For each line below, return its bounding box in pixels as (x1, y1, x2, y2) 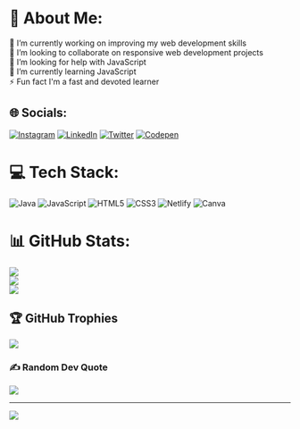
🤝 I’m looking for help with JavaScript (9, 56, 147, 67)
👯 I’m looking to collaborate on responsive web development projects (9, 46, 263, 57)
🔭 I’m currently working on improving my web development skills (9, 38, 247, 48)
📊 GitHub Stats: (9, 231, 131, 251)
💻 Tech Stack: (9, 162, 120, 182)
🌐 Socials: (9, 105, 68, 121)
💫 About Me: (9, 8, 104, 29)
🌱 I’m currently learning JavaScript (9, 66, 137, 77)
